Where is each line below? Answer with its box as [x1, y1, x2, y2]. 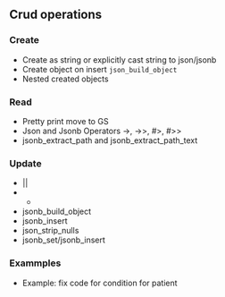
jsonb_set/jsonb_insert [21, 234, 105, 245]
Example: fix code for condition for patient [21, 277, 178, 288]
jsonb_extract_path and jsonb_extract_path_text [21, 134, 198, 146]
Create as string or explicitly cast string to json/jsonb [21, 54, 217, 65]
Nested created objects [21, 73, 109, 84]
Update [9, 157, 42, 169]
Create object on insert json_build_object [21, 64, 178, 74]
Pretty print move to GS [21, 115, 109, 126]
